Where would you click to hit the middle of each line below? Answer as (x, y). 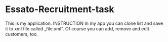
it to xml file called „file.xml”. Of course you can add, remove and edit (77, 28)
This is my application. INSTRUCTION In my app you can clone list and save (84, 23)
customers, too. (22, 34)
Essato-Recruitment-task (60, 9)
